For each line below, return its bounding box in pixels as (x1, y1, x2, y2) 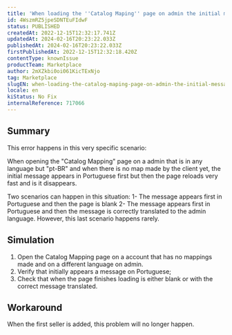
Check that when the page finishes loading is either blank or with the (17, 274, 213, 283)
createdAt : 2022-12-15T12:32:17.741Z (7, 29, 116, 37)
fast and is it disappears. (7, 179, 77, 187)
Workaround (7, 301, 63, 314)
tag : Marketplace (7, 74, 57, 81)
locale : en (7, 87, 39, 94)
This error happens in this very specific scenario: (7, 143, 147, 152)
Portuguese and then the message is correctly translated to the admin (7, 207, 206, 215)
